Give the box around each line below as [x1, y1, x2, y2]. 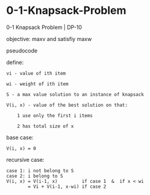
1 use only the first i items [17, 112, 93, 118]
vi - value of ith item [6, 70, 66, 76]
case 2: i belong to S [6, 173, 63, 179]
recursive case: [6, 156, 45, 163]
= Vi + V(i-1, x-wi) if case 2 [28, 184, 107, 190]
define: [6, 59, 24, 66]
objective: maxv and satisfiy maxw [6, 35, 92, 42]
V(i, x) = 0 [6, 145, 36, 152]
